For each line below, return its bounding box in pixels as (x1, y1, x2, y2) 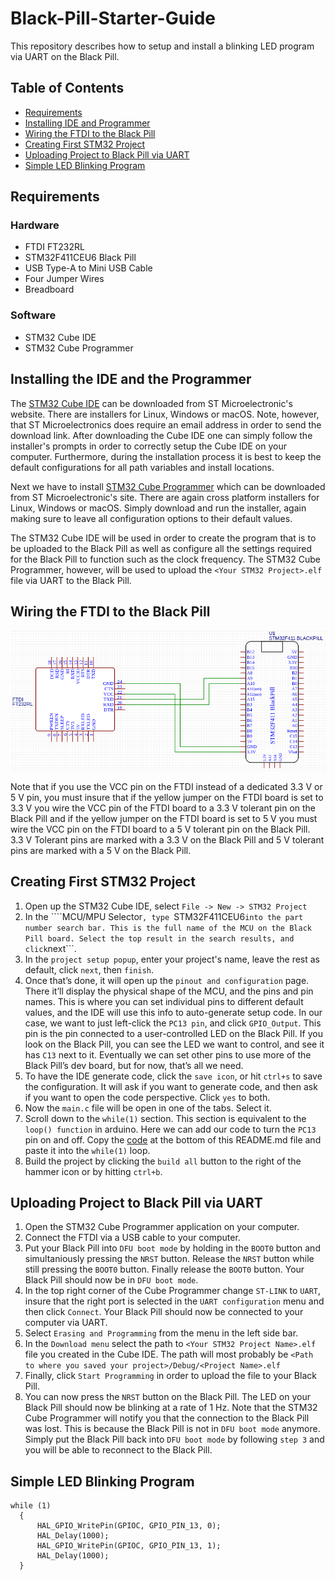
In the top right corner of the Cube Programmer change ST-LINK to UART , (24, 1285, 322, 1297)
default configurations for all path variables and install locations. (10, 461, 275, 473)
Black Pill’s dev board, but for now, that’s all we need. (24, 1059, 244, 1071)
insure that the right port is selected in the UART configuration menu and (24, 1295, 325, 1307)
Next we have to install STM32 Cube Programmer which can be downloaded (10, 480, 326, 492)
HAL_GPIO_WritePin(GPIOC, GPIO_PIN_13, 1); (36, 1541, 222, 1551)
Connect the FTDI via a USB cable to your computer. (24, 1232, 241, 1244)
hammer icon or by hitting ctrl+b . (24, 1165, 163, 1177)
